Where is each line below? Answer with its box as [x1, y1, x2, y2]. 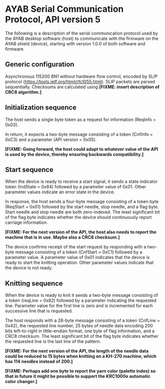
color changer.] [5, 379, 37, 385]
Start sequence [5, 165, 54, 174]
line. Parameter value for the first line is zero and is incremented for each [5, 303, 153, 309]
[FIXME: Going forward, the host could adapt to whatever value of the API [5, 146, 159, 152]
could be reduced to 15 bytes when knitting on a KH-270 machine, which [5, 354, 157, 359]
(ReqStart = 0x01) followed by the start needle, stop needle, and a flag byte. [5, 204, 159, 210]
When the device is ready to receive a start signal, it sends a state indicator [5, 178, 158, 184]
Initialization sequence [5, 104, 77, 112]
